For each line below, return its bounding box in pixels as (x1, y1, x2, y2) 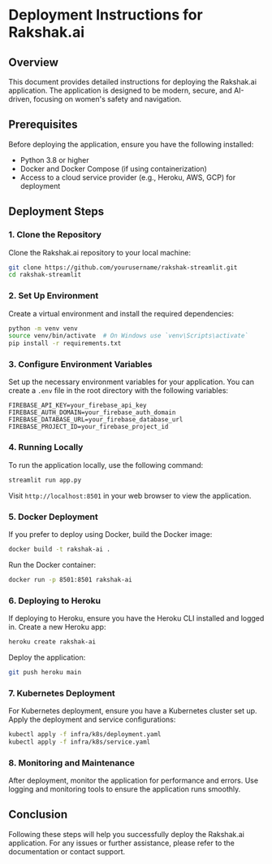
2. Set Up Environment (8, 290, 99, 302)
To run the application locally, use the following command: (8, 460, 204, 469)
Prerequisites (8, 118, 78, 132)
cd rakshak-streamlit (8, 271, 82, 279)
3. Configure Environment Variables (8, 359, 153, 370)
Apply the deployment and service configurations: (8, 714, 176, 725)
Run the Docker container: (8, 560, 96, 569)
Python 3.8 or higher (19, 155, 89, 164)
